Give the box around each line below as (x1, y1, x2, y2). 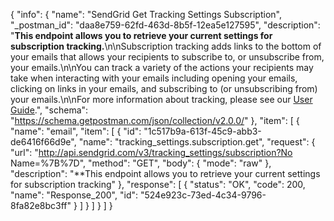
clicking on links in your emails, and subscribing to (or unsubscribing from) (10, 83, 318, 94)
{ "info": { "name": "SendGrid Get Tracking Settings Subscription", (10, 9, 282, 20)
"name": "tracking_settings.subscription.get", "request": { (78, 136, 316, 148)
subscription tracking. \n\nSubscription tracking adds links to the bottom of (10, 40, 322, 52)
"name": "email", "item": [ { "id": (10, 125, 142, 137)
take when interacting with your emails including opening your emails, (10, 72, 298, 84)
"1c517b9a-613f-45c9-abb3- (143, 125, 262, 137)
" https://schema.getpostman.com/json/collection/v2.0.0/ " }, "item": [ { (10, 115, 300, 126)
